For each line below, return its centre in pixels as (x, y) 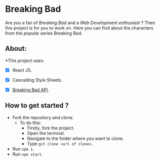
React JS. (22, 70)
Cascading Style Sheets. (37, 80)
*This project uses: (25, 61)
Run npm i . (23, 149)
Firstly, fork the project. (51, 128)
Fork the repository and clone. (43, 117)
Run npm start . (27, 154)
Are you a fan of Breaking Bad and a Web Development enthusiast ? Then (80, 23)
